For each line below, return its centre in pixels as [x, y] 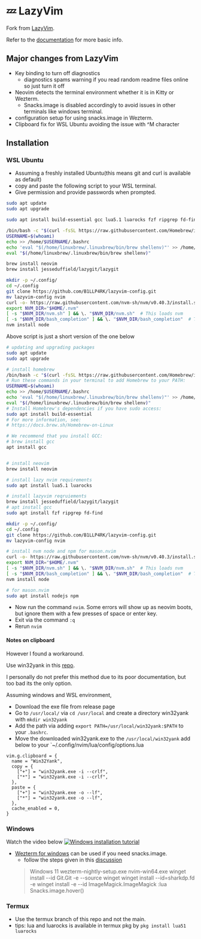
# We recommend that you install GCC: [54, 436]
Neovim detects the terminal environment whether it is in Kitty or [95, 92]
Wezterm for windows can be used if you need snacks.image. [91, 853]
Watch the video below [34, 842]
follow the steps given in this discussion [73, 860]
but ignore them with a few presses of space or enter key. [86, 613]
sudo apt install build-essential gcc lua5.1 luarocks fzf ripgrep [92, 220]
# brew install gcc [31, 442]
